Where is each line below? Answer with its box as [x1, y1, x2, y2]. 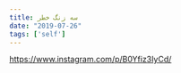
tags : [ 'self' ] [9, 29, 66, 38]
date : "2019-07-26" [9, 21, 82, 30]
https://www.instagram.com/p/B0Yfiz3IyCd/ [9, 54, 172, 65]
